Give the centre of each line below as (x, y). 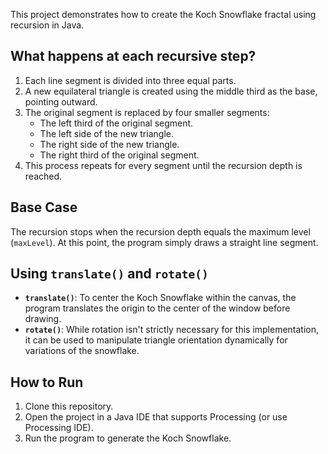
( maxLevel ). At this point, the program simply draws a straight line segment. (164, 242)
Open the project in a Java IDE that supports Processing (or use (156, 417)
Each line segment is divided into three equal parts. (130, 80)
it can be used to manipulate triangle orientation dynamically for (156, 340)
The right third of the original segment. (119, 155)
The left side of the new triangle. (106, 133)
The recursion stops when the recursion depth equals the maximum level (160, 231)
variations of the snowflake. (82, 351)
